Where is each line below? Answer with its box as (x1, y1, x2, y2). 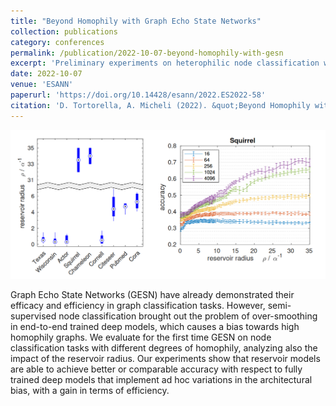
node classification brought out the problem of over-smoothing (58, 310, 318, 322)
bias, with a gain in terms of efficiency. (10, 385, 170, 397)
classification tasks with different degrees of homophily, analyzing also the (10, 342, 318, 354)
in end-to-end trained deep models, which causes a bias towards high (10, 321, 300, 333)
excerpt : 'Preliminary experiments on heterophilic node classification (10, 58, 320, 69)
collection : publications (10, 26, 118, 37)
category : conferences (10, 37, 105, 47)
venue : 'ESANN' (10, 80, 74, 90)
